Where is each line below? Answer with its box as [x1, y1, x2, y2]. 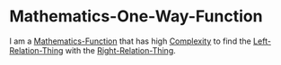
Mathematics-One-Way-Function [9, 6, 263, 27]
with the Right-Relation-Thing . [65, 45, 177, 55]
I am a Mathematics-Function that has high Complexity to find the [9, 36, 251, 46]
